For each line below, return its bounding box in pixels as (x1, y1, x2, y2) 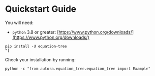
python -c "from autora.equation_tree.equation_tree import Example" (5, 66, 151, 71)
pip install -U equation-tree (5, 44, 67, 49)
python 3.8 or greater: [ (12, 29, 59, 35)
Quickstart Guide (5, 3, 77, 15)
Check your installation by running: (5, 56, 76, 62)
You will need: (5, 20, 33, 25)
